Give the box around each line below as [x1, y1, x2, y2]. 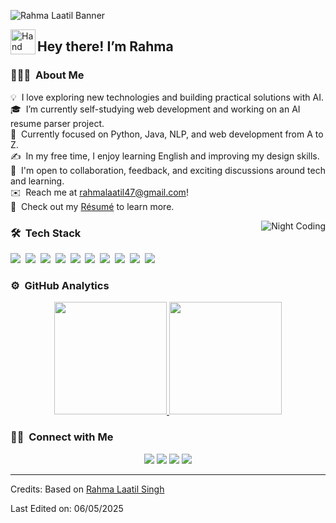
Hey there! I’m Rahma [37, 38, 174, 55]
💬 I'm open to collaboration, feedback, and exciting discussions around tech [10, 164, 326, 176]
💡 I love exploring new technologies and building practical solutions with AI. [10, 91, 324, 103]
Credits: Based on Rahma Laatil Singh [10, 483, 165, 495]
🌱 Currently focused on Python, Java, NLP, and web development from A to [10, 128, 324, 140]
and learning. [10, 175, 65, 187]
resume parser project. [10, 117, 105, 129]
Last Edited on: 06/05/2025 [10, 502, 124, 514]
